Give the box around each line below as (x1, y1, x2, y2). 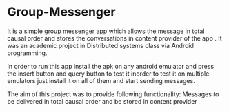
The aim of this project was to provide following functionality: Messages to (7, 90, 219, 98)
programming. (7, 49, 48, 57)
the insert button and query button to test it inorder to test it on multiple (7, 69, 210, 78)
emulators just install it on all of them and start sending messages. (7, 76, 195, 85)
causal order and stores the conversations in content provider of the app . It (7, 34, 222, 42)
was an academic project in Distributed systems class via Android (7, 41, 195, 49)
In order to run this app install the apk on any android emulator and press (7, 62, 215, 70)
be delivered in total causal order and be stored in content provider (7, 97, 198, 105)
